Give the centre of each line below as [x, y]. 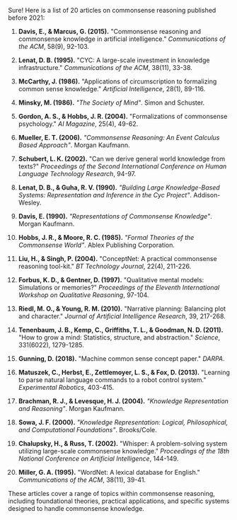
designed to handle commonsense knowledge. [76, 508]
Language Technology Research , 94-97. [77, 174]
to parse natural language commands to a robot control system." [112, 380]
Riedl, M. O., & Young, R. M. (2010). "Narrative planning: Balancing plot [122, 308]
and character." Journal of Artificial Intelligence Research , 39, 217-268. [122, 316]
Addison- [207, 195]
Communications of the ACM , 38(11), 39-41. [82, 480]
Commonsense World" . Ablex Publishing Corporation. [97, 245]
